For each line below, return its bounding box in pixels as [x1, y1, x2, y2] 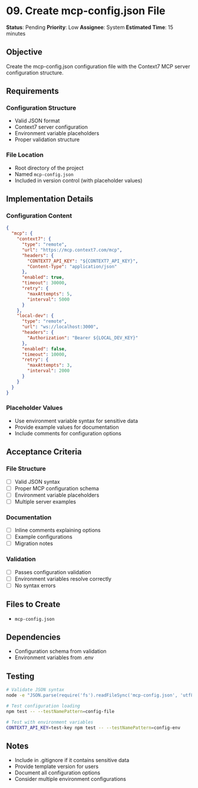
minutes [6, 30, 26, 37]
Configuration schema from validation [14, 648, 107, 655]
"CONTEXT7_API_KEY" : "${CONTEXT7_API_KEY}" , [27, 258, 138, 264]
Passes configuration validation [14, 568, 91, 575]
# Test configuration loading [6, 703, 81, 709]
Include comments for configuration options [14, 429, 122, 437]
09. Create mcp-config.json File [6, 4, 166, 18]
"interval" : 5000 [27, 297, 70, 302]
